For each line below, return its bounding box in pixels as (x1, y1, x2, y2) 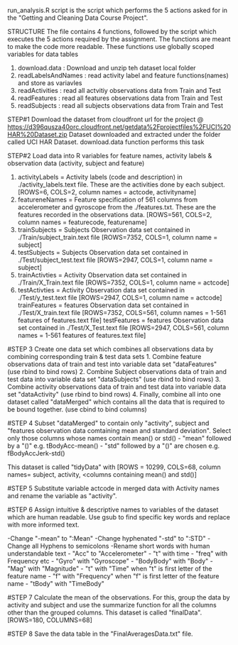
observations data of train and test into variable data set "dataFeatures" (7, 360, 217, 368)
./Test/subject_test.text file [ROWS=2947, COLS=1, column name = (17, 255, 213, 264)
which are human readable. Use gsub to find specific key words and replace (7, 513, 231, 521)
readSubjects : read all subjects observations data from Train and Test (17, 101, 224, 109)
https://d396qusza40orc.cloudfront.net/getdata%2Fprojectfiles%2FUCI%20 (7, 123, 232, 131)
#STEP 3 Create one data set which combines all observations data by (7, 345, 214, 353)
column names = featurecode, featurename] (17, 218, 148, 226)
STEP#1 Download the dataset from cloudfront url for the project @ (7, 115, 204, 123)
